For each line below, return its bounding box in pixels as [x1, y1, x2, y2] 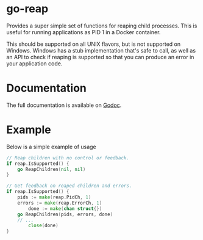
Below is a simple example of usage [6, 143, 96, 150]
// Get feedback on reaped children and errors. [6, 183, 132, 189]
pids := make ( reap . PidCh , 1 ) [17, 194, 91, 200]
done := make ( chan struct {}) [28, 205, 102, 212]
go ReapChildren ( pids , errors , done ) [17, 211, 113, 217]
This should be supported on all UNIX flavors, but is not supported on [6, 40, 181, 48]
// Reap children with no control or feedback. [6, 155, 130, 161]
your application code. [6, 60, 63, 67]
